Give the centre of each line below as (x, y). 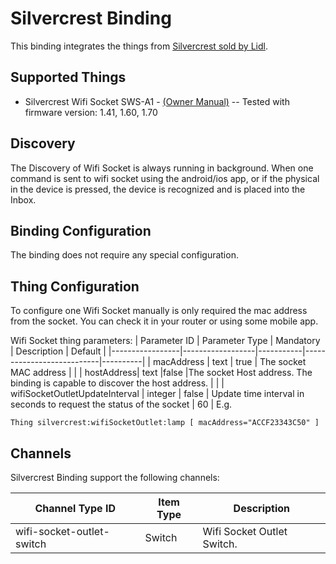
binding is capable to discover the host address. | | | (117, 383)
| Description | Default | (58, 351)
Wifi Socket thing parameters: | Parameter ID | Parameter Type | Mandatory (165, 341)
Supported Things (68, 77)
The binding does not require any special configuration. (124, 255)
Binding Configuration (81, 230)
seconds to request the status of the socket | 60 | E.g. (121, 404)
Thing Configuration (75, 286)
